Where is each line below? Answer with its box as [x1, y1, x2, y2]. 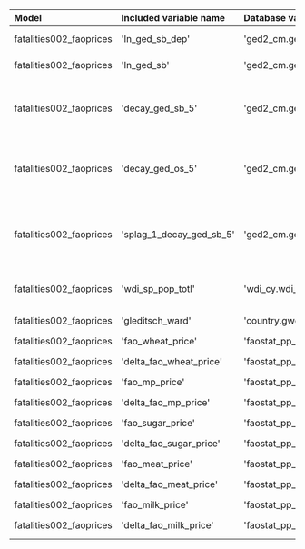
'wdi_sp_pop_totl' [121, 283, 195, 294]
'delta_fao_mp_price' [121, 396, 211, 408]
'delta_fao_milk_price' [121, 519, 214, 531]
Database [243, 12, 286, 24]
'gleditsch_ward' [121, 314, 192, 326]
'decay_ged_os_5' [121, 163, 198, 175]
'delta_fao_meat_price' [121, 478, 218, 490]
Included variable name [121, 12, 225, 24]
